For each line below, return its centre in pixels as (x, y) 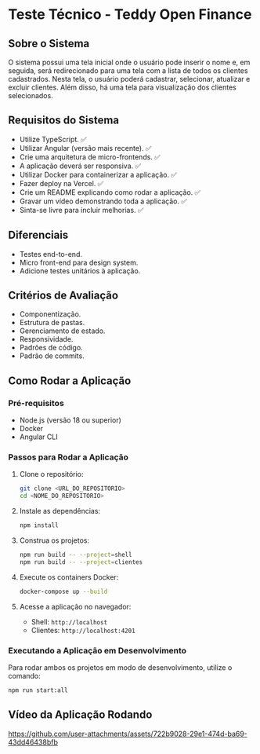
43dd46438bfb (33, 742)
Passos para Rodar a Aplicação (69, 457)
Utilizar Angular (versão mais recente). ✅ (85, 148)
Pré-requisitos (36, 403)
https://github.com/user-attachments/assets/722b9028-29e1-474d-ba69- (128, 734)
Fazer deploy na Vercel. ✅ (61, 183)
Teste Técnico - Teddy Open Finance (130, 15)
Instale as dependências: (60, 511)
